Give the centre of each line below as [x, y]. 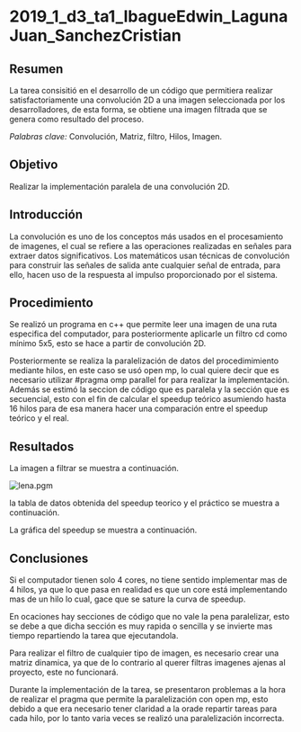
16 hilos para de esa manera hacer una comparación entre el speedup [138, 409]
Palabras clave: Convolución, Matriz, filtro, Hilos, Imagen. [116, 136]
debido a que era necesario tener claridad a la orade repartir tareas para [143, 709]
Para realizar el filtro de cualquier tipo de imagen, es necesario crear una [144, 653]
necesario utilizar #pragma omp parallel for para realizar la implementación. [150, 380]
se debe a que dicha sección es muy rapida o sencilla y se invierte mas [141, 626]
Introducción [46, 214]
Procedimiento [52, 303]
